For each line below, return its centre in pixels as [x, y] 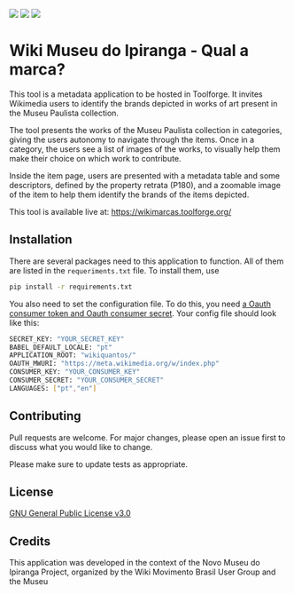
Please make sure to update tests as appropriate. [99, 464]
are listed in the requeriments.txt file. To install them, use [114, 270]
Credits [30, 541]
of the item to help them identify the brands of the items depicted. [129, 194]
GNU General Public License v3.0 [70, 513]
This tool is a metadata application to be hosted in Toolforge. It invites [136, 94]
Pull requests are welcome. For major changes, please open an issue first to [147, 437]
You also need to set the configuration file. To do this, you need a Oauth [140, 304]
